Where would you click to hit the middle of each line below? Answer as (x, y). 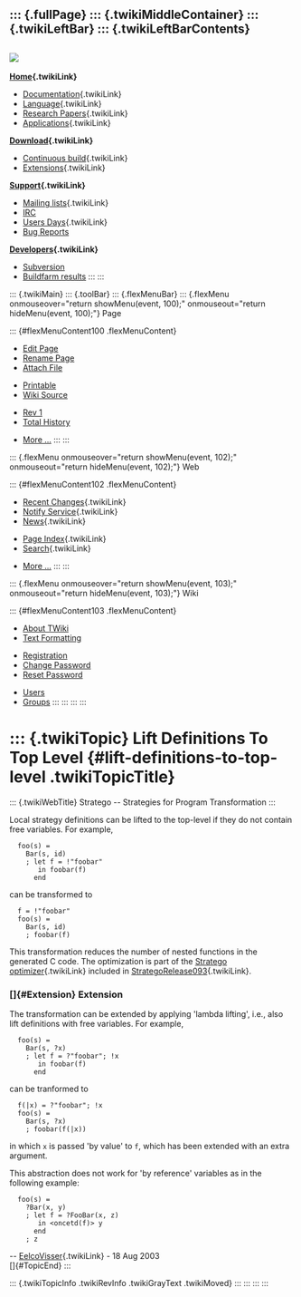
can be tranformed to (49, 1089)
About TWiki (46, 628)
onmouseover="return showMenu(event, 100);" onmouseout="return (138, 304)
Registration (45, 655)
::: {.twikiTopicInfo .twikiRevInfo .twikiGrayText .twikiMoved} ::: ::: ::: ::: (139, 1283)
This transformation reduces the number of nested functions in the (133, 952)
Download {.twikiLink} (51, 140)
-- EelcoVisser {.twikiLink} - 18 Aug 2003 (85, 1256)
